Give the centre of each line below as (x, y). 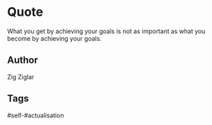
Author (22, 60)
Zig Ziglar (21, 77)
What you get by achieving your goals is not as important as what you (106, 31)
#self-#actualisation (36, 115)
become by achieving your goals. (55, 38)
